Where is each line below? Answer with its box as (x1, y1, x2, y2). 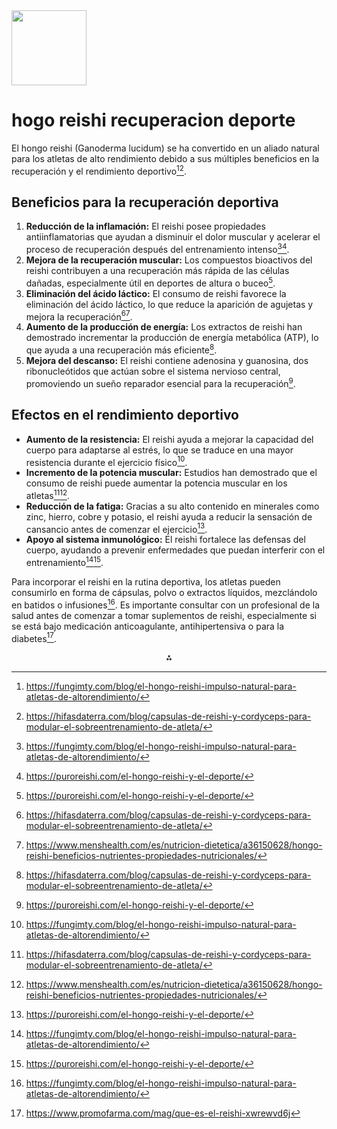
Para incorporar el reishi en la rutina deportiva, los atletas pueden (11, 576, 281, 588)
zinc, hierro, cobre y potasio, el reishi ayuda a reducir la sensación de (25, 510, 313, 523)
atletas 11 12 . (25, 488, 71, 501)
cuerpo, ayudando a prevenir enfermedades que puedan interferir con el (25, 544, 326, 556)
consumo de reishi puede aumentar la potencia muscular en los (25, 477, 288, 489)
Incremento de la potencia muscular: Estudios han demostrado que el (25, 467, 318, 479)
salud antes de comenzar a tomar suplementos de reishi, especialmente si (11, 609, 317, 621)
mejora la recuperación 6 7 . (25, 309, 133, 323)
